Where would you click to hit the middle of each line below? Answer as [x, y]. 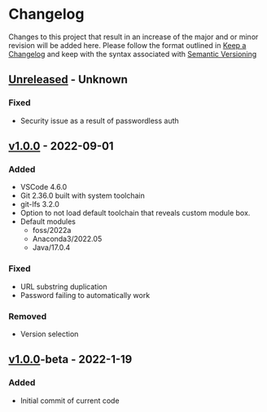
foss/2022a [52, 230]
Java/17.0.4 [51, 248]
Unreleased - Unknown [68, 79]
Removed [28, 316]
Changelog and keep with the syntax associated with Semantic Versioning [133, 54]
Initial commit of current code [70, 401]
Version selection [49, 334]
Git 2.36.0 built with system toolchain [82, 195]
